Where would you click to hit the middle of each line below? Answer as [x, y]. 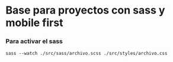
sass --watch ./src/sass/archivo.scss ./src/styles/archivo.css [86, 54]
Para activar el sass [34, 41]
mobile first [34, 23]
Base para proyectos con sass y [85, 10]
